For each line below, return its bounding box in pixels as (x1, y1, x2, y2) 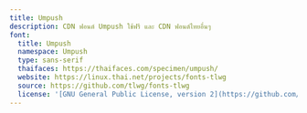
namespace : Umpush (17, 47, 89, 56)
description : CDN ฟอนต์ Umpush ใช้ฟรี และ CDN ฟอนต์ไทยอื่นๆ (9, 22, 212, 31)
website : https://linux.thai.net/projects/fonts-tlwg (17, 73, 227, 82)
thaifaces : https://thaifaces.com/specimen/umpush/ (17, 65, 219, 74)
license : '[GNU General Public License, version (17, 89, 206, 98)
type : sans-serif (17, 56, 84, 65)
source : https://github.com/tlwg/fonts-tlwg (17, 81, 190, 90)
